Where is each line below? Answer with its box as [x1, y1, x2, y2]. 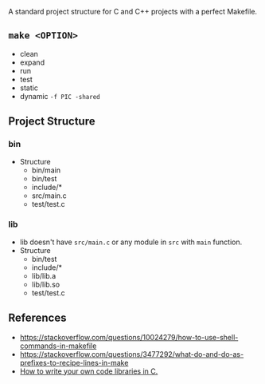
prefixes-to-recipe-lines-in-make [19, 358, 129, 367]
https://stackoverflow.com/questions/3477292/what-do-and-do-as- [19, 349, 244, 358]
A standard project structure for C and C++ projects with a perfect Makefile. [8, 7, 257, 16]
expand [19, 57, 45, 67]
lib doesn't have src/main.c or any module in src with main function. [19, 237, 243, 247]
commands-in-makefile [19, 341, 97, 350]
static [19, 83, 38, 93]
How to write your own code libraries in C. [19, 366, 158, 376]
